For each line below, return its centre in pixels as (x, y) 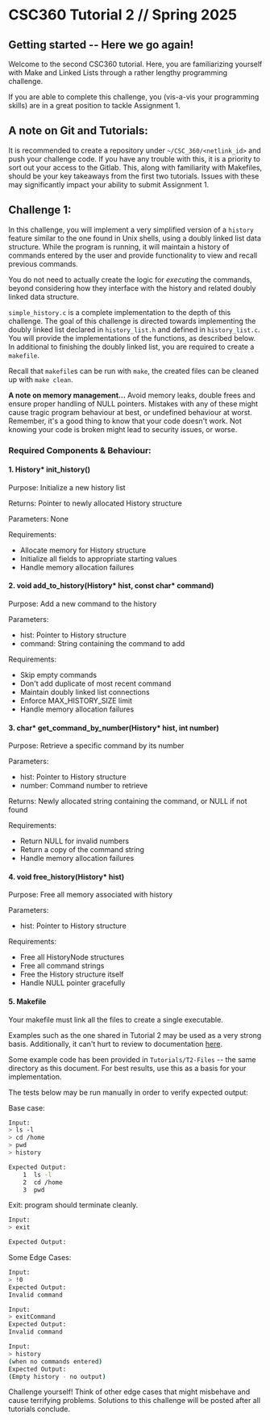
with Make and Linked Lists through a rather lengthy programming (118, 73)
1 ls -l (37, 1174)
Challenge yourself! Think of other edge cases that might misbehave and (129, 1392)
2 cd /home (43, 1182)
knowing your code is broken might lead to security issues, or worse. (123, 429)
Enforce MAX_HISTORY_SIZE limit (76, 700)
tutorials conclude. (39, 1409)
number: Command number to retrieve (84, 786)
